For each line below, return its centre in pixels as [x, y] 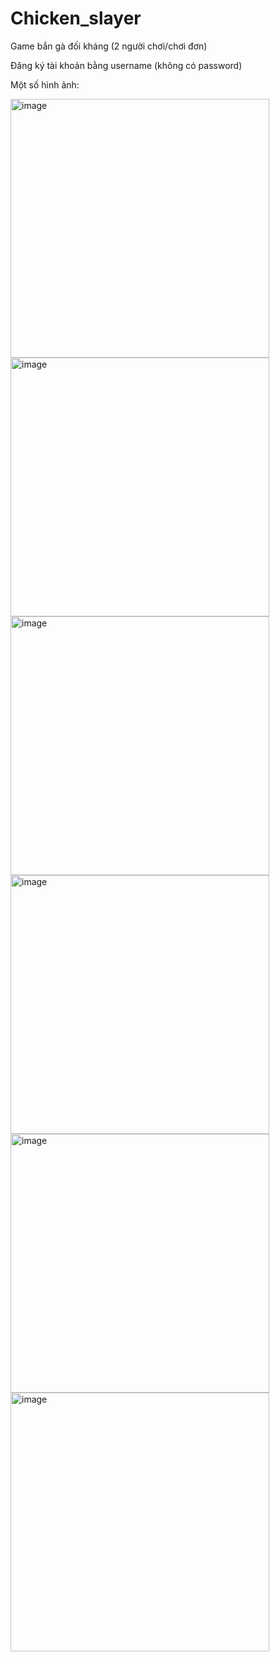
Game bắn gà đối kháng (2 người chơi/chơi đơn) [109, 46]
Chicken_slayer [76, 18]
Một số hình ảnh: [45, 84]
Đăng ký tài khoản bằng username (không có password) [126, 65]
